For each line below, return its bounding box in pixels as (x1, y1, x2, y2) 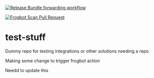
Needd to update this (5, 67, 49, 73)
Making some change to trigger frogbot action (5, 58, 100, 64)
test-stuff (5, 32, 46, 43)
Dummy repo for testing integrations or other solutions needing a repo (5, 48, 149, 54)
